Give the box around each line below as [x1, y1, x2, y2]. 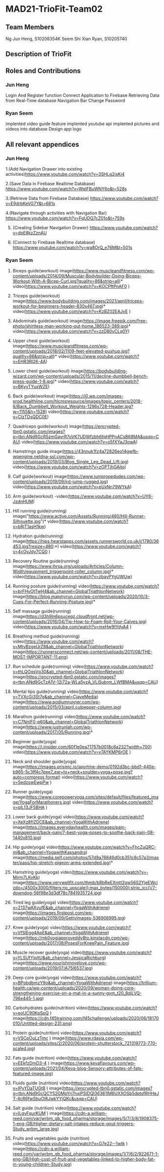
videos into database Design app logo [5, 126, 82, 132]
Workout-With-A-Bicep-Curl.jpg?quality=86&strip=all [12, 278, 119, 284]
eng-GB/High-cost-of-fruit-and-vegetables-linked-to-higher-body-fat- [12, 1156, 155, 1162]
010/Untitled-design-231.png [12, 1020, 71, 1026]
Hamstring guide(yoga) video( [12, 869, 73, 875]
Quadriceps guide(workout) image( [12, 423, 83, 429]
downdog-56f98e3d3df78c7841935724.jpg [12, 890, 101, 896]
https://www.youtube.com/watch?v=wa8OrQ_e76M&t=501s [12, 244, 132, 250]
